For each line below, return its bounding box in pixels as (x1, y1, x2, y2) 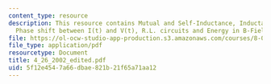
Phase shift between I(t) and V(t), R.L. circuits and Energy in (15, 26, 240, 34)
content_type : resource (8, 11, 89, 20)
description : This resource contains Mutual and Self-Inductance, (8, 19, 236, 27)
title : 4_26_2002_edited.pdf (8, 57, 106, 65)
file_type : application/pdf (8, 42, 103, 50)
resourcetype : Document (8, 49, 89, 57)
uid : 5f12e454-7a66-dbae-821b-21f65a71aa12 (8, 64, 157, 72)
